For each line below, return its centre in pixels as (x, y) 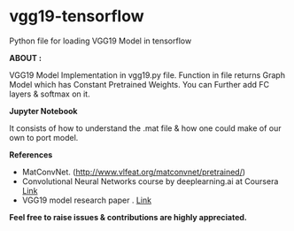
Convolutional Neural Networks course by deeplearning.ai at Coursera (150, 181)
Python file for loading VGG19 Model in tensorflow (101, 41)
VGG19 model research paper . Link (87, 200)
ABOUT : (26, 58)
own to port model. (44, 137)
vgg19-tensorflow (77, 16)
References (31, 154)
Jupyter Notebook (43, 111)
